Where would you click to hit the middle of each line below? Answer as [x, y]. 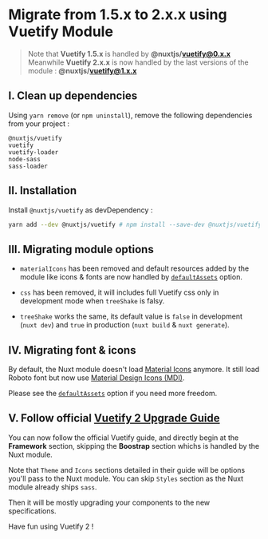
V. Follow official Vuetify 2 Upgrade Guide [114, 418]
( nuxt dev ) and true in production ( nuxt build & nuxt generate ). [124, 325]
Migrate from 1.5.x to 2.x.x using [118, 15]
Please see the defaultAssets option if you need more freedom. [113, 394]
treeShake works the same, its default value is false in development [131, 316]
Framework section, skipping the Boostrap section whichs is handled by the [134, 446]
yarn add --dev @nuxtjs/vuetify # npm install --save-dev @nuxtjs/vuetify [135, 224]
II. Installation [43, 190]
